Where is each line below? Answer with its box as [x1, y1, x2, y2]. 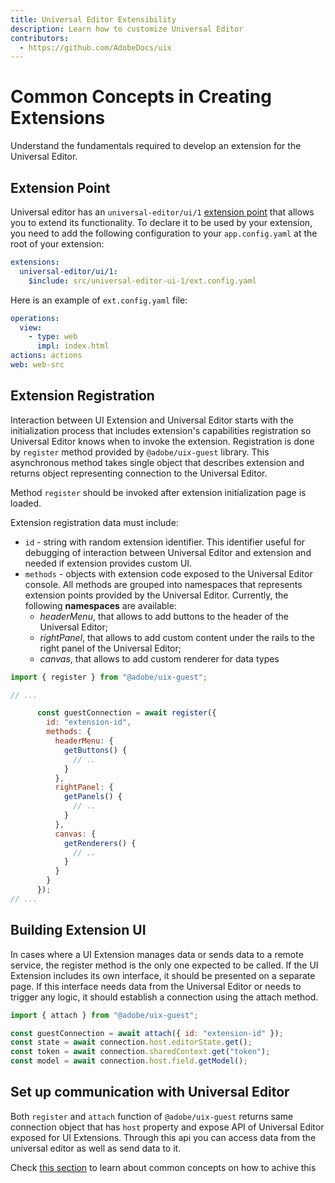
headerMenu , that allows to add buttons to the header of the [39, 610, 289, 622]
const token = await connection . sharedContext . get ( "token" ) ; [10, 1047, 271, 1057]
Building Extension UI [10, 922, 147, 939]
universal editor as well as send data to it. [10, 1142, 182, 1154]
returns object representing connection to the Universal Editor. [10, 467, 268, 479]
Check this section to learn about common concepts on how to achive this [10, 1161, 317, 1173]
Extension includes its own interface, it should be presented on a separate [10, 969, 316, 981]
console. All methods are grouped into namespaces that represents [24, 578, 303, 590]
